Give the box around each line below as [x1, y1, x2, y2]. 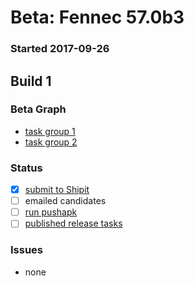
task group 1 [24, 125, 76, 137]
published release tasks [24, 217, 123, 230]
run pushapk [24, 206, 78, 218]
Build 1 [10, 72, 52, 90]
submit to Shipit [24, 184, 90, 196]
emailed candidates [24, 195, 107, 207]
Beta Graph [10, 102, 67, 116]
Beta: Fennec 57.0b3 [10, 6, 185, 29]
